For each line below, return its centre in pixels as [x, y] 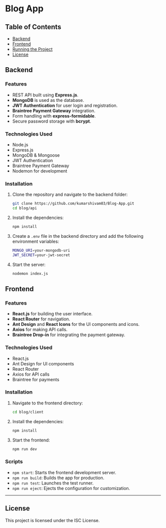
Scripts [14, 462]
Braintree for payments [36, 379]
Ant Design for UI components [43, 363]
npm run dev [24, 449]
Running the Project [32, 49]
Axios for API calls [31, 374]
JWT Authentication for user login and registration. [65, 105]
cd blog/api [24, 208]
